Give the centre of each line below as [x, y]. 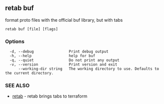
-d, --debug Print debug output [59, 52]
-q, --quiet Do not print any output [65, 60]
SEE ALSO [17, 86]
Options [15, 41]
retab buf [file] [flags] [31, 29]
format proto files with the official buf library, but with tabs [64, 20]
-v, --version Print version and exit [64, 65]
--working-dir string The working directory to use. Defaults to [89, 69]
